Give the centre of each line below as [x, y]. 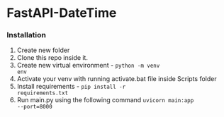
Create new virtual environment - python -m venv [88, 66]
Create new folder [43, 50]
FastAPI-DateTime [62, 13]
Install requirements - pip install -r [71, 87]
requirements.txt [43, 93]
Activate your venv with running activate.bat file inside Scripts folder [117, 79]
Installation [27, 35]
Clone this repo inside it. [52, 58]
